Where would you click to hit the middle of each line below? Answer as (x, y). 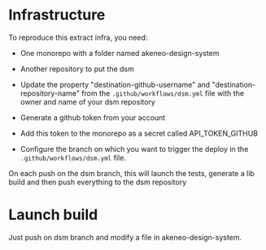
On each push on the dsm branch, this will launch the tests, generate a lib (131, 173)
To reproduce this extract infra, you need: (78, 37)
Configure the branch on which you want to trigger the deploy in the (134, 149)
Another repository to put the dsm (77, 69)
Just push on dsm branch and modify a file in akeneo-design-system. (125, 237)
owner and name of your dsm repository (88, 101)
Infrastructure (57, 15)
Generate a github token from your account (93, 117)
